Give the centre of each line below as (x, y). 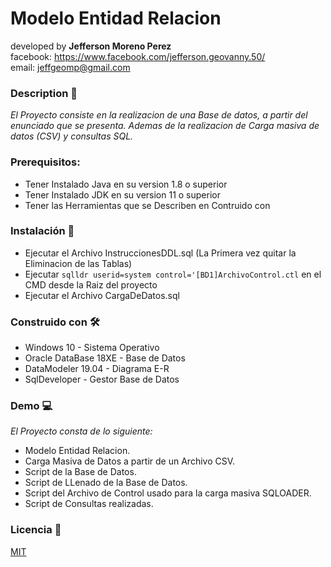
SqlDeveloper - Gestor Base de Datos (102, 379)
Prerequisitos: (45, 162)
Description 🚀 (44, 93)
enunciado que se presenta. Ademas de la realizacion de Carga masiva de (165, 126)
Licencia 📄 (36, 530)
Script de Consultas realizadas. (89, 504)
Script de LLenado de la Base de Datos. (106, 483)
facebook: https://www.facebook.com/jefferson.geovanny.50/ (138, 56)
